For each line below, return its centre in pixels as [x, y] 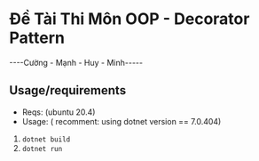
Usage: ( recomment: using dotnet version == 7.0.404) [122, 121]
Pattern [37, 38]
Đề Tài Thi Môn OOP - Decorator [129, 19]
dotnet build [46, 139]
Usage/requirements [68, 90]
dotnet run [42, 149]
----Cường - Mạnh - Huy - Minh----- [76, 62]
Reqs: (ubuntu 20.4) [59, 112]
